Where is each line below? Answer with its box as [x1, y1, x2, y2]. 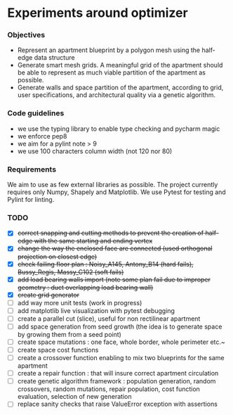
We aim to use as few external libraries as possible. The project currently [7, 181, 218, 189]
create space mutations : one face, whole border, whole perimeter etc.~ [17, 338, 226, 346]
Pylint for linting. [7, 196, 55, 204]
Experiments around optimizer [7, 5, 188, 21]
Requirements [7, 164, 57, 174]
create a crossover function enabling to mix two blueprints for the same [17, 354, 225, 362]
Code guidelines [7, 108, 65, 118]
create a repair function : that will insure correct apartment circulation [17, 369, 219, 378]
